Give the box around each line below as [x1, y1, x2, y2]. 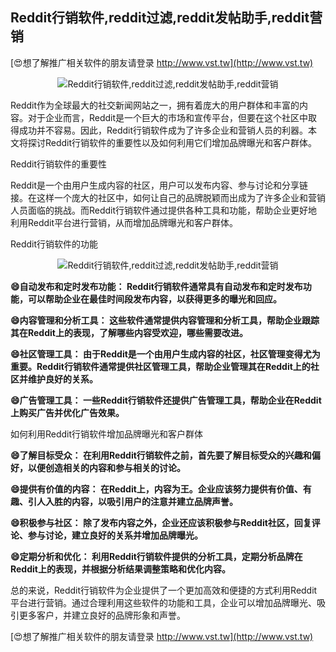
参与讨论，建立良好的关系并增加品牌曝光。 [27, 529, 203, 541]
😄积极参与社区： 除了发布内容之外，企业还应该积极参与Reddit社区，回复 [10, 516, 312, 528]
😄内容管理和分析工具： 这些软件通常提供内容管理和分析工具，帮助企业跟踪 [10, 314, 320, 326]
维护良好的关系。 [27, 373, 98, 385]
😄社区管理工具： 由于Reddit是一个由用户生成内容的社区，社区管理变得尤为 [10, 348, 321, 360]
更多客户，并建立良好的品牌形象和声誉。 [18, 609, 186, 621]
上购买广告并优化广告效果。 [10, 406, 125, 418]
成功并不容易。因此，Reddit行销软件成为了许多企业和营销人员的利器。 [18, 124, 309, 136]
